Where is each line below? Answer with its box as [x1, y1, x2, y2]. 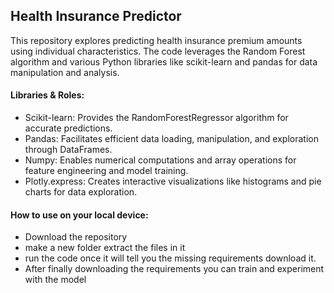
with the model [24, 274, 87, 286]
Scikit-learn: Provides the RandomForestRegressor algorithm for [24, 112, 289, 124]
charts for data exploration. [24, 186, 138, 198]
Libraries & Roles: [10, 89, 85, 101]
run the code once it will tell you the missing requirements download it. [24, 252, 317, 264]
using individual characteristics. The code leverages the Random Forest [10, 45, 306, 57]
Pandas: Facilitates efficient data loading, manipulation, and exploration [24, 133, 319, 145]
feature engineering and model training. [24, 165, 189, 177]
